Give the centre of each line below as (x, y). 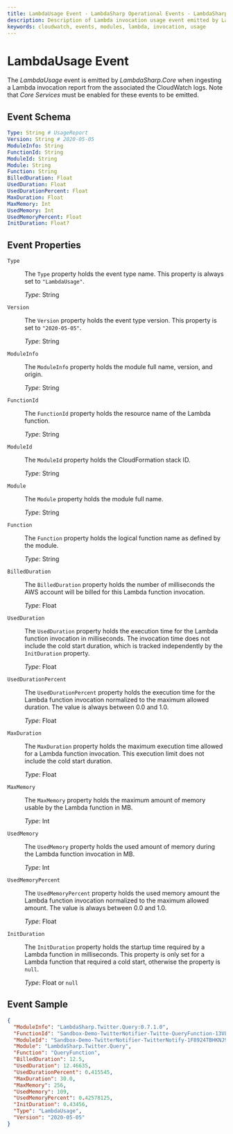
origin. (34, 374)
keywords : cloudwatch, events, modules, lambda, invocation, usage (107, 26)
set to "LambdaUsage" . (54, 282)
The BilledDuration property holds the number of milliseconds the (120, 585)
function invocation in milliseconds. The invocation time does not (117, 639)
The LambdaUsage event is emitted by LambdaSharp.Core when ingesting (114, 80)
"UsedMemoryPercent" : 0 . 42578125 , (63, 1098)
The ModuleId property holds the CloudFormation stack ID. (107, 460)
